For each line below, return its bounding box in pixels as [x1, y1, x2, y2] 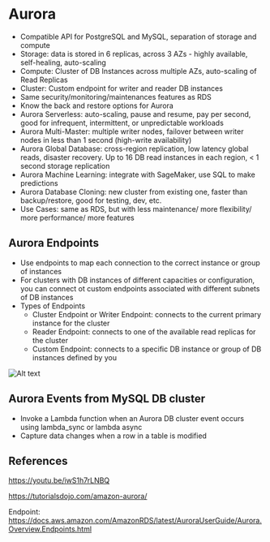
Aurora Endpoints [8, 236, 100, 250]
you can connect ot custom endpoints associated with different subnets [19, 283, 260, 293]
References [8, 454, 68, 467]
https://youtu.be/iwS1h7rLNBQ [8, 475, 110, 485]
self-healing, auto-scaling [19, 58, 107, 67]
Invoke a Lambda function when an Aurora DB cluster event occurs [19, 413, 245, 423]
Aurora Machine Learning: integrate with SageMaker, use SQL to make [19, 170, 255, 179]
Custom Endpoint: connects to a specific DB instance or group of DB [32, 344, 262, 354]
